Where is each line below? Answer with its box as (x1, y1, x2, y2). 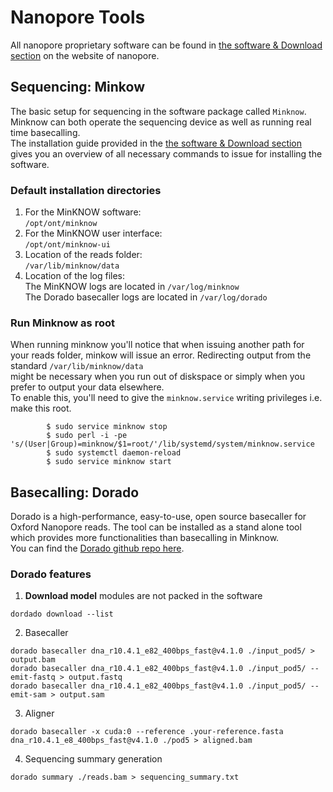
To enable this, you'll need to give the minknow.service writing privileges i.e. (10, 392, 323, 404)
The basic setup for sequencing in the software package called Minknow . (10, 105, 307, 117)
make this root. (10, 402, 72, 415)
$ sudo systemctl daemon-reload (46, 448, 182, 458)
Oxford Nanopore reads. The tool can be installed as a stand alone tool (10, 521, 302, 533)
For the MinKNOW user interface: (24, 227, 163, 240)
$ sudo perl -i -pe (46, 431, 128, 441)
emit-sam (10, 690, 47, 700)
